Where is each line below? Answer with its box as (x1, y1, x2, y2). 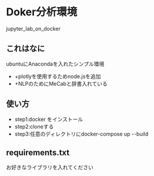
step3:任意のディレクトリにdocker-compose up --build (14, 130, 149, 137)
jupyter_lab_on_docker (6, 25, 61, 32)
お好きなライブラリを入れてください (6, 164, 94, 171)
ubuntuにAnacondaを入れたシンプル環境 (6, 60, 105, 67)
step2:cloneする (14, 123, 54, 130)
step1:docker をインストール (14, 116, 83, 123)
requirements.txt (6, 147, 70, 157)
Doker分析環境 (6, 5, 78, 19)
